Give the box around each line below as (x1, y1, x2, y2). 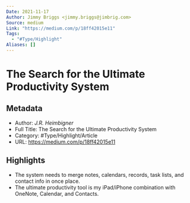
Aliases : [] (6, 42, 36, 48)
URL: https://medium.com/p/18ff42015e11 (14, 138, 116, 145)
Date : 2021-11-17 (6, 8, 49, 15)
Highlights (6, 156, 46, 166)
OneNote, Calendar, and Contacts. (14, 190, 99, 197)
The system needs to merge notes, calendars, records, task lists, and (14, 171, 184, 178)
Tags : (6, 31, 20, 37)
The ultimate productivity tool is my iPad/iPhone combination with (14, 183, 176, 191)
